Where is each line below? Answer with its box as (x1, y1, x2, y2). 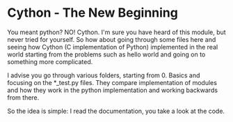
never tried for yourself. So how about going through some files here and (7, 35, 216, 43)
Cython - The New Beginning (7, 5, 179, 21)
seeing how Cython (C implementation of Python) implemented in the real (7, 43, 218, 51)
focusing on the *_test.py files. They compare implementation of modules (7, 78, 218, 86)
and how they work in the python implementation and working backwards (7, 86, 218, 94)
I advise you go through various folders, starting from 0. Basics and (7, 71, 200, 79)
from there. (7, 93, 40, 102)
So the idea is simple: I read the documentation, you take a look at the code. (7, 107, 225, 115)
